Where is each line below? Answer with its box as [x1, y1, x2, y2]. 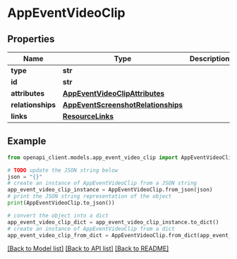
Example [7, 135, 47, 147]
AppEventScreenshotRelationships [62, 100, 183, 110]
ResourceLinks [62, 111, 114, 121]
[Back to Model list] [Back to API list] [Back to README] [7, 244, 169, 253]
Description [189, 54, 230, 63]
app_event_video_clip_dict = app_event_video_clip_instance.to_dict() [7, 218, 219, 226]
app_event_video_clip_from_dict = [7, 232, 109, 239]
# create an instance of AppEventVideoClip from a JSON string [7, 179, 197, 187]
